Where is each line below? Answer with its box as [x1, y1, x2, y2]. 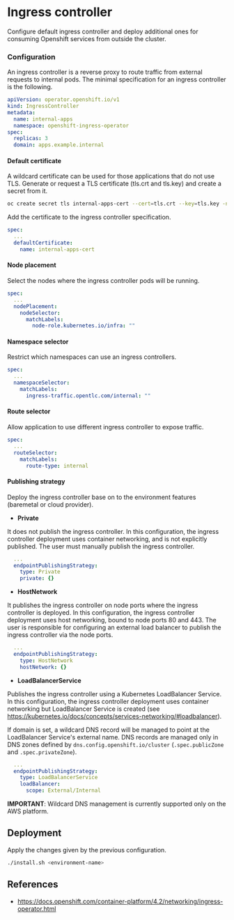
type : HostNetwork [19, 657, 73, 664]
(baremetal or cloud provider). [7, 500, 94, 509]
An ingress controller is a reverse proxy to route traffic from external [7, 68, 203, 77]
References [7, 879, 58, 891]
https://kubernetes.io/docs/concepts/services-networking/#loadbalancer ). [7, 712, 222, 720]
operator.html [17, 904, 56, 913]
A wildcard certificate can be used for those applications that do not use [7, 172, 214, 181]
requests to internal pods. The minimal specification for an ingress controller [7, 75, 226, 84]
